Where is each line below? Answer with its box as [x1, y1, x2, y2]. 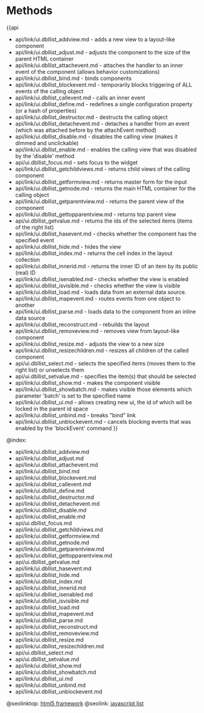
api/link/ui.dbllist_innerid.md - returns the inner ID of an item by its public [15, 262, 199, 270]
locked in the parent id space [15, 405, 88, 412]
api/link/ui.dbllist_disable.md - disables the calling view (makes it [15, 132, 178, 140]
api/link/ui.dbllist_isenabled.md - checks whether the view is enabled [15, 275, 189, 282]
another [15, 301, 35, 309]
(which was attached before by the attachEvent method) [15, 126, 157, 134]
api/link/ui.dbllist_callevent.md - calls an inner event [15, 94, 146, 101]
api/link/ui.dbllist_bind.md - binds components [15, 74, 132, 82]
